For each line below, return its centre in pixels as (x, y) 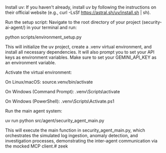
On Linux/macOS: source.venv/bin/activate (49, 82)
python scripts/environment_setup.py (43, 37)
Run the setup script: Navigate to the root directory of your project (73, 22)
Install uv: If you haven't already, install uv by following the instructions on (81, 7)
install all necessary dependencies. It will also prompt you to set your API (80, 52)
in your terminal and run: (52, 27)
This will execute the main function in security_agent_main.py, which (75, 130)
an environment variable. (31, 63)
